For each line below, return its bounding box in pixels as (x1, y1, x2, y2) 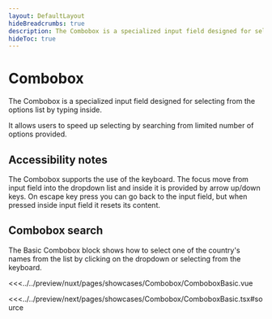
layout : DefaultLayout (8, 11, 85, 20)
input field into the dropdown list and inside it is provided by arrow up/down (8, 183, 261, 192)
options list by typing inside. (8, 105, 103, 114)
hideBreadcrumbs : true (8, 19, 85, 28)
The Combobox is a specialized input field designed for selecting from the (8, 97, 256, 106)
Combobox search (8, 224, 104, 238)
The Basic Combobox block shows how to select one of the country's (8, 245, 240, 255)
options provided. (8, 129, 67, 139)
